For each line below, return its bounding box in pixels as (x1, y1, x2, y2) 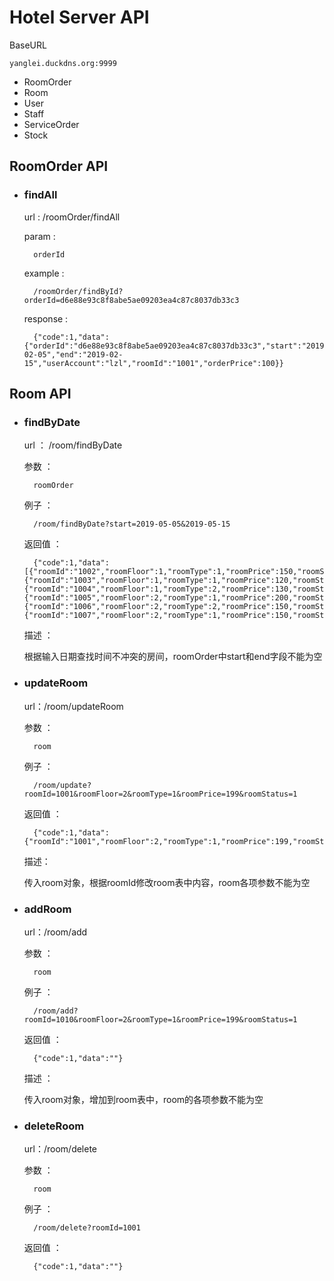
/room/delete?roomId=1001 (33, 1223, 141, 1233)
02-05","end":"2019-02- (23, 349, 124, 360)
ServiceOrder (23, 118, 80, 130)
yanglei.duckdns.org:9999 (9, 58, 117, 68)
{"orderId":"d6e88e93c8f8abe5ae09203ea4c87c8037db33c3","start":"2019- (23, 341, 329, 351)
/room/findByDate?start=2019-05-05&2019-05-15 (33, 519, 231, 530)
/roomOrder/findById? (33, 286, 124, 296)
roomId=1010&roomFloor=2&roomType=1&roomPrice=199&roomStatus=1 (23, 1014, 298, 1025)
